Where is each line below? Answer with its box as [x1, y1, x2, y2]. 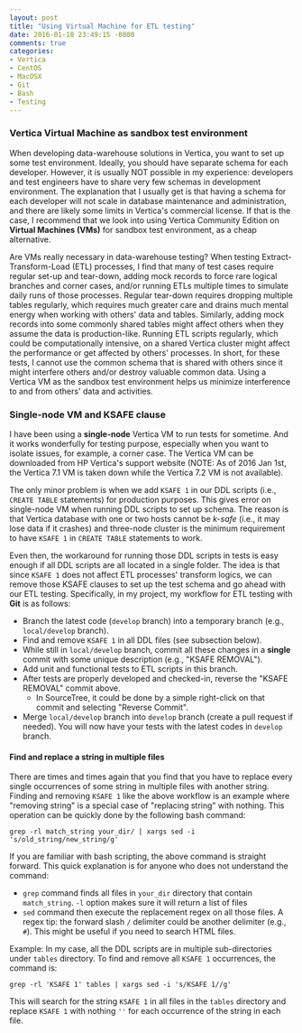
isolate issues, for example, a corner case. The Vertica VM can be [9, 448, 254, 459]
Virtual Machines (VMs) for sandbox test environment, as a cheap [9, 224, 257, 235]
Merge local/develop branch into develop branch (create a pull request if [22, 711, 294, 722]
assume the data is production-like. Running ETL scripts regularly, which [9, 328, 279, 339]
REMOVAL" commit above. [22, 683, 121, 693]
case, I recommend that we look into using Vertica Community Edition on [9, 214, 279, 226]
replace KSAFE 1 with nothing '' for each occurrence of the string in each [9, 1006, 281, 1017]
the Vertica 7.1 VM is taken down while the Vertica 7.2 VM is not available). [9, 467, 284, 478]
